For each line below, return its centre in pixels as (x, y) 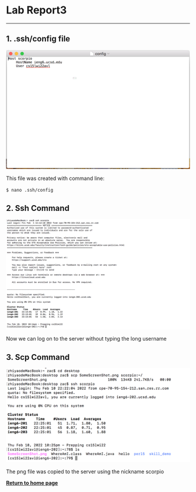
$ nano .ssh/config (30, 190)
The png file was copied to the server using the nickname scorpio (85, 472)
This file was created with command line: (55, 178)
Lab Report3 (36, 10)
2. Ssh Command (38, 208)
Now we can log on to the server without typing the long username (87, 339)
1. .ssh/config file (38, 39)
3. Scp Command (38, 357)
